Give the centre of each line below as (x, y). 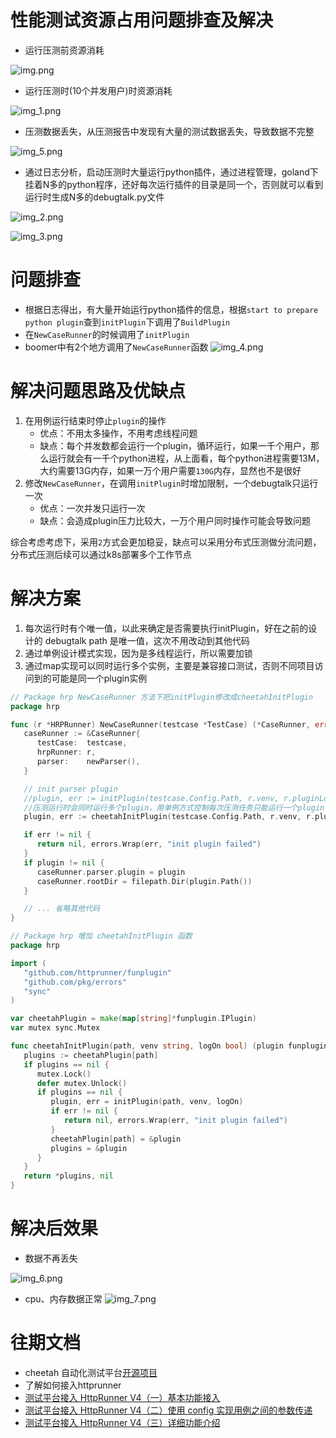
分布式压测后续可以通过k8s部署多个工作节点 (101, 554)
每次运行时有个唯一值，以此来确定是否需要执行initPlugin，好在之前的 (166, 628)
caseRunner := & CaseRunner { (82, 734)
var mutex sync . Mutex (55, 1028)
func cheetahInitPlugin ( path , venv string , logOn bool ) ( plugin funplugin (169, 1046)
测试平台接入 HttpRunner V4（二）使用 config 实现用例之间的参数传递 (168, 1410)
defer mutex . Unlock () (82, 1083)
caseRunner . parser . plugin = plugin (111, 872)
